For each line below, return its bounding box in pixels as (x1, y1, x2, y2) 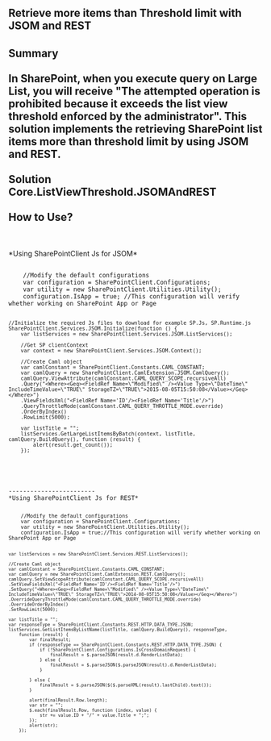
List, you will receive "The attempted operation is (8, 84, 261, 98)
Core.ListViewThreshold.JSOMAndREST (8, 185, 217, 198)
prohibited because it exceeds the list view (8, 97, 228, 110)
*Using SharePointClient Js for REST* (8, 493, 139, 502)
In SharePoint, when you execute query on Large (8, 72, 258, 85)
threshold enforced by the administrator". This (8, 109, 248, 123)
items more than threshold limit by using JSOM (8, 135, 249, 148)
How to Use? (8, 210, 73, 224)
